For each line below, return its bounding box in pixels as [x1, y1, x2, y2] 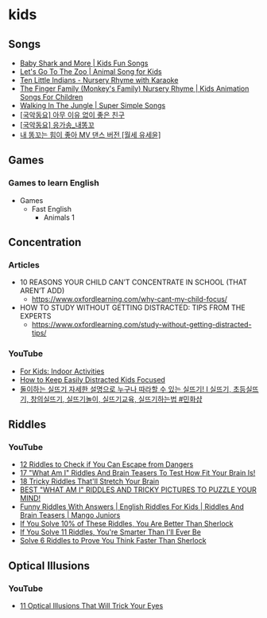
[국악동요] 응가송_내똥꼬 [19, 120, 95, 129]
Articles [8, 260, 40, 270]
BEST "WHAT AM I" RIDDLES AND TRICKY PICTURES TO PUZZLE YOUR [19, 485, 257, 495]
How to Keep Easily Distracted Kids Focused [19, 374, 165, 384]
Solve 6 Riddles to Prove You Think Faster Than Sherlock [19, 536, 207, 546]
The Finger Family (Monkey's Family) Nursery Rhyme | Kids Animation [19, 84, 250, 93]
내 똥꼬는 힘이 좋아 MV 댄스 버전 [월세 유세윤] [19, 130, 161, 139]
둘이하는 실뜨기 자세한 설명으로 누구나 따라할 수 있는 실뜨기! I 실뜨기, [19, 384, 232, 393]
